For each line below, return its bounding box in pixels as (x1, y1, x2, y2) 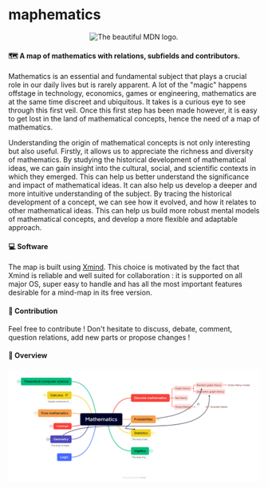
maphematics (8, 6, 101, 24)
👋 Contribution (8, 306, 58, 315)
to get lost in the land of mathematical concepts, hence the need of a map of (8, 114, 260, 124)
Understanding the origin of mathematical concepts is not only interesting (8, 138, 250, 148)
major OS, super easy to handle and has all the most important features (8, 280, 242, 289)
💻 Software (8, 241, 49, 251)
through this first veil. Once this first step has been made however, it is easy (8, 105, 258, 115)
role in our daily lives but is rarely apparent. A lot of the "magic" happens (8, 80, 247, 89)
